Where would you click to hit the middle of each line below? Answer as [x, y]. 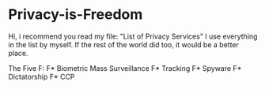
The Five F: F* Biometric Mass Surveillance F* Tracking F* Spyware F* [125, 68]
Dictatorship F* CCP [42, 76]
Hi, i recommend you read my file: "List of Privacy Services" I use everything [133, 36]
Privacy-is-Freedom [76, 15]
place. [19, 53]
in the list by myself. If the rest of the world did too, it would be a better [124, 44]
